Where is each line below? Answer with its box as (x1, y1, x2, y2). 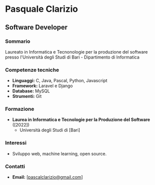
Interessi (5, 139, 27, 146)
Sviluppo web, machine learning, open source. (12, 151, 107, 156)
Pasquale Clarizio (5, 3, 78, 15)
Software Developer (5, 23, 68, 31)
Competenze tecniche (5, 66, 59, 73)
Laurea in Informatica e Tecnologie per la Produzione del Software (12, 117, 150, 123)
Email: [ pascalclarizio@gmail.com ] (12, 174, 83, 180)
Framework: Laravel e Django (12, 83, 73, 89)
